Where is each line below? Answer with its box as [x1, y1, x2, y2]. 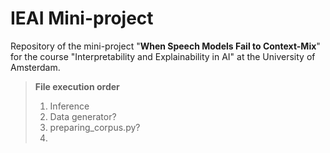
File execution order [34, 80, 120, 92]
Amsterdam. [10, 61, 61, 73]
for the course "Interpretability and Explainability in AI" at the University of [10, 50, 316, 62]
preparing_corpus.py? [49, 121, 141, 133]
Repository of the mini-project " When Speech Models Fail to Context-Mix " [10, 40, 321, 52]
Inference [49, 100, 90, 112]
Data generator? [49, 110, 117, 122]
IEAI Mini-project [10, 7, 154, 30]
